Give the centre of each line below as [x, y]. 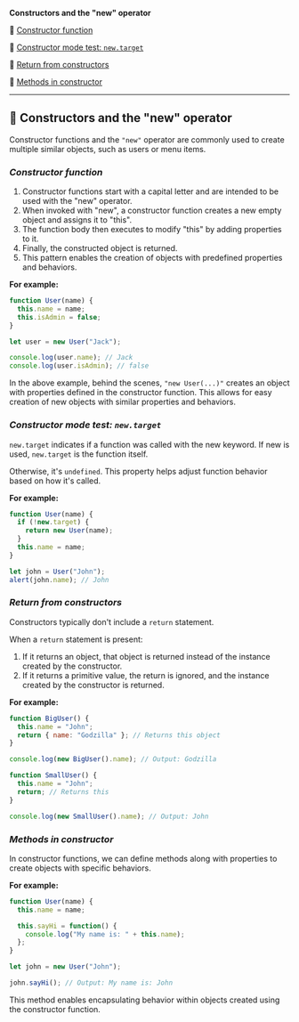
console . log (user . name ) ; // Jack [71, 358]
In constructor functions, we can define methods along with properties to [143, 858]
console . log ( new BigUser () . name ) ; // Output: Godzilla [113, 759]
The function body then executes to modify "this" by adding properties [152, 230]
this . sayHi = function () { [67, 926]
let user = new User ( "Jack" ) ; [65, 342]
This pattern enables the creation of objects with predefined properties [152, 258]
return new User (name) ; [69, 531]
